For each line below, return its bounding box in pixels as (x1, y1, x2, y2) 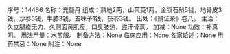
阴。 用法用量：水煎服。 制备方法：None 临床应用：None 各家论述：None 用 (7, 31, 224, 39)
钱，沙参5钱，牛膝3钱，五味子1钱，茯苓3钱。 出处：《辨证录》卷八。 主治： (7, 14, 220, 22)
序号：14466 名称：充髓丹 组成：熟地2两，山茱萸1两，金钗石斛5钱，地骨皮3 (7, 6, 222, 13)
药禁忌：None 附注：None (7, 40, 82, 47)
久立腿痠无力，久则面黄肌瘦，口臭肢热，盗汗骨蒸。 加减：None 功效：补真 (7, 23, 218, 30)
